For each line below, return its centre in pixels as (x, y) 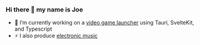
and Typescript (33, 29)
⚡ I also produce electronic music (56, 36)
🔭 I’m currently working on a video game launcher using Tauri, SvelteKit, (104, 23)
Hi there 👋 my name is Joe (44, 10)
